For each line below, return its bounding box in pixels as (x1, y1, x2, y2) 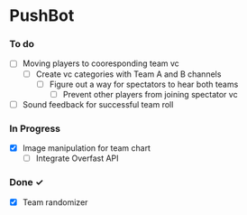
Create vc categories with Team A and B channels (35, 69, 222, 79)
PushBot (9, 5, 75, 26)
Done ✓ (9, 176, 44, 189)
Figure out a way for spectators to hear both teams (49, 79, 239, 89)
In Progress (9, 122, 61, 135)
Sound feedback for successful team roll (22, 98, 174, 109)
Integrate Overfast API (35, 153, 119, 164)
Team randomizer (22, 196, 88, 208)
